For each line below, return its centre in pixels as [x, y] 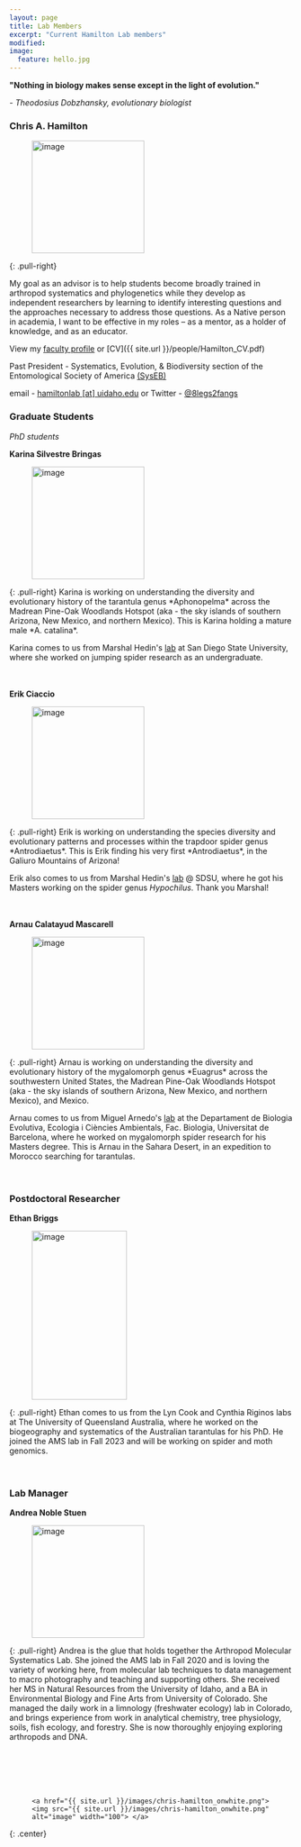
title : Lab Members [46, 26]
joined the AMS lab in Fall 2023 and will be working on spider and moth [141, 1441]
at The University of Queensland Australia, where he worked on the [134, 1422]
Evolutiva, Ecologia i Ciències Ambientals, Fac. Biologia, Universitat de [139, 1127]
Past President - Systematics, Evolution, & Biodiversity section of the [136, 367]
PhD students [35, 436]
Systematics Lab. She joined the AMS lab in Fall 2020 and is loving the [139, 1660]
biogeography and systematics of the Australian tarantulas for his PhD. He [146, 1431]
